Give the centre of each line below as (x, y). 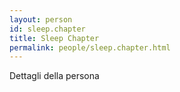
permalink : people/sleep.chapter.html (90, 47)
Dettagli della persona (54, 76)
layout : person (41, 19)
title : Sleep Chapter (54, 38)
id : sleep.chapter (47, 29)
